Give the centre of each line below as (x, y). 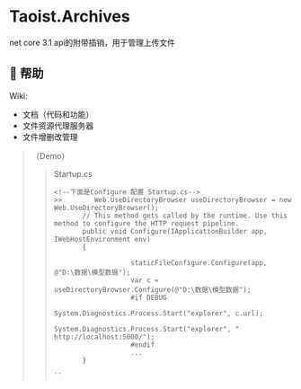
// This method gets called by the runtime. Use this (185, 216)
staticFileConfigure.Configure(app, (199, 262)
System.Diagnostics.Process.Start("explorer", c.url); (158, 313)
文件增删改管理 (50, 137)
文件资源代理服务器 (58, 125)
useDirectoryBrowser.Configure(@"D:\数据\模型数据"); (152, 289)
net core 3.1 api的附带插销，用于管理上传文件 (93, 42)
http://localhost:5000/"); (104, 337)
